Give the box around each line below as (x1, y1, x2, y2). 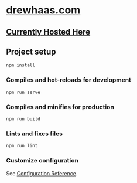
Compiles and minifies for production (6, 103, 114, 111)
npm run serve (6, 89, 41, 95)
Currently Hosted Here (6, 27, 91, 37)
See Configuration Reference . (6, 170, 78, 177)
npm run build (6, 116, 41, 122)
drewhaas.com (6, 4, 81, 17)
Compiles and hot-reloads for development (6, 76, 132, 84)
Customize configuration (6, 157, 79, 165)
